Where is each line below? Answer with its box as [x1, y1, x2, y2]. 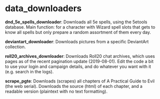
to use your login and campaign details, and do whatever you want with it [5, 64, 151, 69]
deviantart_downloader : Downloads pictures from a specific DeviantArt [5, 38, 149, 44]
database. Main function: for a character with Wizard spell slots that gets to [5, 24, 156, 30]
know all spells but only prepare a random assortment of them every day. [5, 29, 151, 35]
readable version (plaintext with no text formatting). [5, 88, 108, 94]
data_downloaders [5, 3, 82, 14]
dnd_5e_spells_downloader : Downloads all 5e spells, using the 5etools [5, 19, 147, 25]
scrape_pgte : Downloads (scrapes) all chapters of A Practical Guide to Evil [5, 78, 155, 84]
